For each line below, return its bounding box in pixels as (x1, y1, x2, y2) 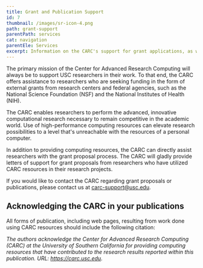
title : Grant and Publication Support (6, 8, 104, 15)
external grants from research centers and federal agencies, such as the (6, 84, 187, 91)
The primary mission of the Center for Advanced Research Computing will (6, 65, 190, 72)
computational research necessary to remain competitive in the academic (6, 115, 189, 122)
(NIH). (6, 97, 21, 104)
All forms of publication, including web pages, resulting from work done (6, 217, 185, 224)
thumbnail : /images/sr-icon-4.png (6, 20, 94, 26)
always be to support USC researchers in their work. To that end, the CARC (6, 71, 193, 79)
